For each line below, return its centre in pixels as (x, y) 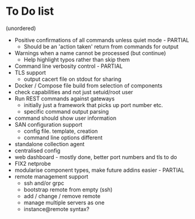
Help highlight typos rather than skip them (77, 59)
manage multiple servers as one (64, 202)
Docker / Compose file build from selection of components (88, 85)
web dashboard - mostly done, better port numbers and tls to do (96, 157)
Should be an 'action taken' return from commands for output (101, 46)
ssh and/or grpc (44, 183)
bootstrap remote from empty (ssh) (68, 189)
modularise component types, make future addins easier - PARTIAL (99, 170)
